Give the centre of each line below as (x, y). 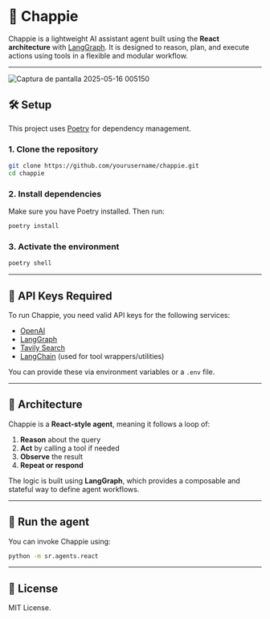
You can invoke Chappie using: (59, 541)
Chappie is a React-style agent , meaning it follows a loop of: (109, 424)
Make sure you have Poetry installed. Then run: (86, 211)
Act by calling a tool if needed (70, 448)
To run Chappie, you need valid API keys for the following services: (119, 315)
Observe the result (51, 456)
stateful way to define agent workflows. (74, 489)
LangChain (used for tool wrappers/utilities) (92, 356)
